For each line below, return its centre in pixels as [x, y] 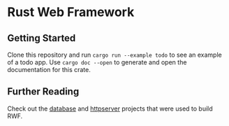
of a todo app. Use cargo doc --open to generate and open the [97, 62]
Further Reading [43, 92]
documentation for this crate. [49, 70]
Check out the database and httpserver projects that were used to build [110, 108]
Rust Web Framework [71, 12]
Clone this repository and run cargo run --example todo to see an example [114, 55]
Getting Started [42, 38]
